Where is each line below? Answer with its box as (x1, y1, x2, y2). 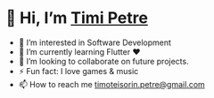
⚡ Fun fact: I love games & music (18, 65, 139, 76)
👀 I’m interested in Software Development (18, 37, 172, 48)
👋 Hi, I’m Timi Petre (5, 8, 148, 28)
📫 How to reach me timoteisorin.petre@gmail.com (18, 79, 206, 89)
